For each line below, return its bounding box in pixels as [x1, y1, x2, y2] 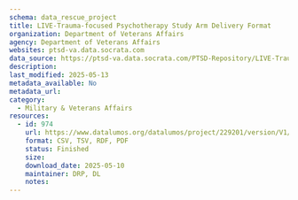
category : [9, 95, 46, 104]
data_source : [9, 54, 58, 63]
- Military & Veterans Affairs [17, 104, 133, 112]
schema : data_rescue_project [9, 12, 117, 22]
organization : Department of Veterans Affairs [9, 29, 184, 38]
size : [25, 152, 46, 162]
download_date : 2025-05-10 [25, 161, 125, 170]
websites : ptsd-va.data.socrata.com [9, 46, 145, 55]
